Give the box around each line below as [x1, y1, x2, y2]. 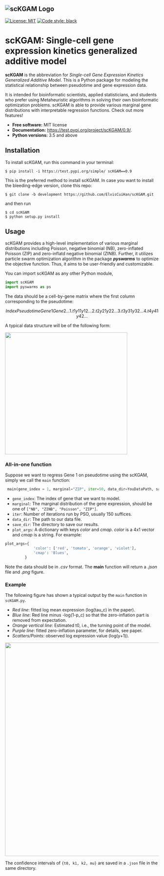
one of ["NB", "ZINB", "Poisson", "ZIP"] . [12, 506, 98, 512]
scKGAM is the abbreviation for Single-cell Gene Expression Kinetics [5, 72, 143, 78]
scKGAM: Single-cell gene [5, 35, 114, 46]
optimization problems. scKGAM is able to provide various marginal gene [5, 102, 151, 108]
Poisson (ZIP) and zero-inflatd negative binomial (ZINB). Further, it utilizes [5, 251, 153, 257]
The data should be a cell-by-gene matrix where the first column [5, 293, 135, 299]
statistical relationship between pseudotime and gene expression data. [5, 82, 147, 88]
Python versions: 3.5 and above [12, 132, 78, 138]
